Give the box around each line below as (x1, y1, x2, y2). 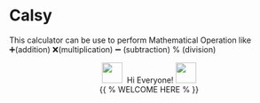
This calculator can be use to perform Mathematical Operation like (9, 35, 251, 45)
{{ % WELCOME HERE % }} (98, 83, 200, 94)
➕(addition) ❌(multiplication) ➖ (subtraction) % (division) (9, 44, 217, 54)
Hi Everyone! (127, 75, 174, 85)
